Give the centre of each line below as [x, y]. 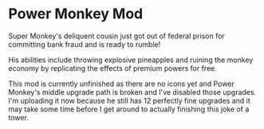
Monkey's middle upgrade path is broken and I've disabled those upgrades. [132, 92]
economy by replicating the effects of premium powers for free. [113, 68]
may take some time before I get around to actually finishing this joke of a [129, 109]
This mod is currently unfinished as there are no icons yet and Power [122, 84]
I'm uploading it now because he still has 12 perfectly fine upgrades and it [130, 100]
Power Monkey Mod [76, 14]
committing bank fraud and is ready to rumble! [85, 44]
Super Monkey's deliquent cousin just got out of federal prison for [116, 36]
